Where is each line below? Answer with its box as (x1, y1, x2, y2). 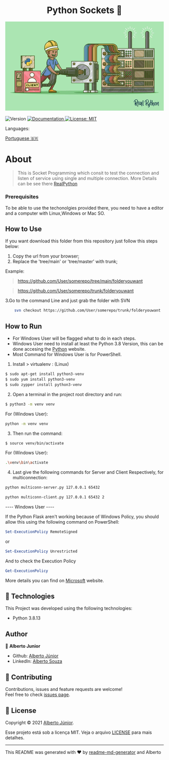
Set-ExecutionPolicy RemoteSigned (5, 529, 78, 535)
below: (5, 243, 19, 249)
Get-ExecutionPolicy (5, 568, 49, 574)
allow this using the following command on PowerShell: (5, 519, 120, 525)
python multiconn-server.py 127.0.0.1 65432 (5, 485, 100, 490)
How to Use (5, 225, 42, 233)
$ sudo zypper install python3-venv (5, 382, 82, 387)
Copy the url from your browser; (12, 253, 79, 259)
